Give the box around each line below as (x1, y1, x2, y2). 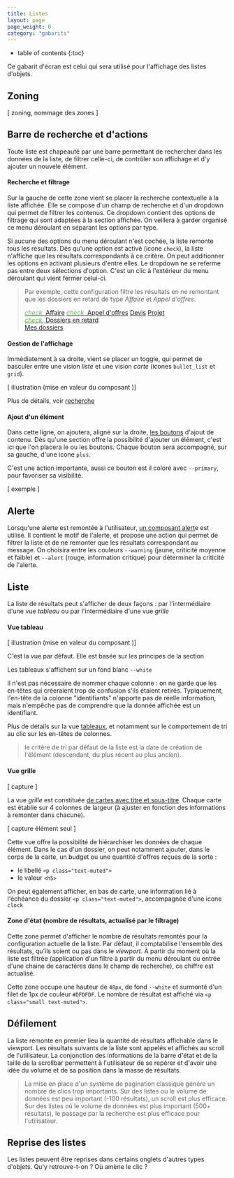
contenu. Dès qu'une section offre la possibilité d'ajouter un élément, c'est (7, 436, 222, 444)
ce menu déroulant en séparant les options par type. (7, 223, 159, 232)
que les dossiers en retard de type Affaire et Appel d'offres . (24, 295, 196, 304)
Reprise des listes (7, 1136, 87, 1149)
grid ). (7, 369, 24, 378)
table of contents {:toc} (17, 49, 85, 57)
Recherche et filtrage (7, 178, 70, 186)
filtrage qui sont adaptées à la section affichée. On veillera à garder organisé (7, 216, 228, 224)
